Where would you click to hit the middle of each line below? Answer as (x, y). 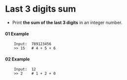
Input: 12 (25, 69)
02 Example (18, 59)
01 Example (17, 34)
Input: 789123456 (33, 44)
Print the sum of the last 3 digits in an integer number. (67, 22)
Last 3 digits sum (40, 9)
